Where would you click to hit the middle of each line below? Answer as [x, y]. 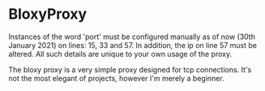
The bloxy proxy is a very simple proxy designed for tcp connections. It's [130, 69]
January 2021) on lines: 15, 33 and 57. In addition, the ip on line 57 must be [133, 45]
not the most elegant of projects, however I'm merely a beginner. [116, 78]
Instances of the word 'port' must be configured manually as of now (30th [132, 37]
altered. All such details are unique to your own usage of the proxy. [120, 54]
